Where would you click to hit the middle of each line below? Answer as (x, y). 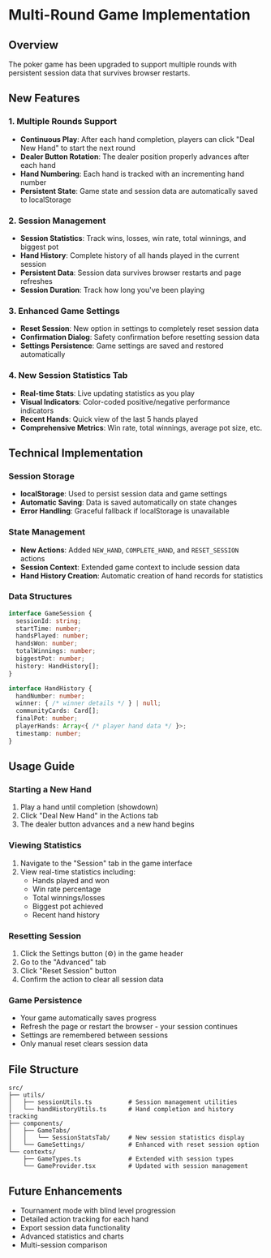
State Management (47, 532)
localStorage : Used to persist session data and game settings (123, 494)
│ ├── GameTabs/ (39, 1131)
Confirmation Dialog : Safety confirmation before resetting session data (140, 337)
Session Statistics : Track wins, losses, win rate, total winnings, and (133, 238)
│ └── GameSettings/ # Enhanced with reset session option (134, 1145)
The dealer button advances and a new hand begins (107, 824)
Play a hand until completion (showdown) (89, 807)
